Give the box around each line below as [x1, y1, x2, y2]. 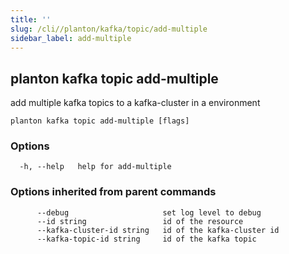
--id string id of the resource [36, 216, 244, 226]
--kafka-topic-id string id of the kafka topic [36, 234, 257, 244]
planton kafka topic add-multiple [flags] [10, 116, 190, 126]
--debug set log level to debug [36, 207, 262, 218]
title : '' [10, 14, 52, 25]
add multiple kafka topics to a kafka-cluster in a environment [10, 97, 261, 109]
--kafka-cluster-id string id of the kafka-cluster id [36, 225, 280, 235]
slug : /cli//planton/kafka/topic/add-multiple [10, 24, 208, 34]
